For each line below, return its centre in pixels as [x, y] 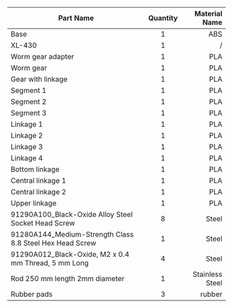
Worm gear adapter [42, 57]
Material [208, 14]
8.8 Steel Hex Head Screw [54, 243]
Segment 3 [29, 113]
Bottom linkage [35, 169]
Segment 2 [29, 102]
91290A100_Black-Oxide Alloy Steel [72, 214]
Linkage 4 [27, 158]
